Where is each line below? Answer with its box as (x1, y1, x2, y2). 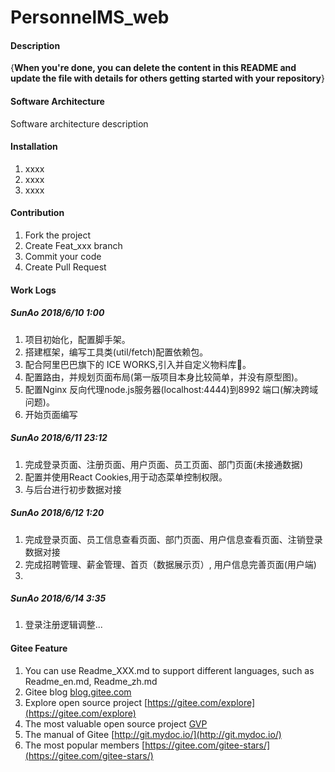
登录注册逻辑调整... (24, 619, 103, 631)
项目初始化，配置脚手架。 (24, 333, 131, 345)
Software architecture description (10, 117, 149, 130)
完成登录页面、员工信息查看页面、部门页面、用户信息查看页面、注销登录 (24, 533, 323, 545)
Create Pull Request (24, 261, 107, 273)
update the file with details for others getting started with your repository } (10, 72, 325, 85)
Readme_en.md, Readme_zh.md (24, 675, 158, 687)
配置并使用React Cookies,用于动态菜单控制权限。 (24, 471, 228, 483)
